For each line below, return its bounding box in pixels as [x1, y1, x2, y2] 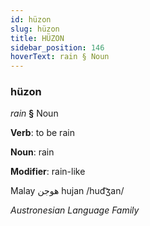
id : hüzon [10, 14, 52, 25]
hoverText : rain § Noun [10, 52, 110, 62]
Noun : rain [10, 146, 55, 158]
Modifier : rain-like [10, 166, 86, 178]
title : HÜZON [10, 33, 65, 43]
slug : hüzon [10, 24, 60, 34]
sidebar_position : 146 [10, 42, 105, 53]
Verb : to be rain [10, 127, 75, 139]
